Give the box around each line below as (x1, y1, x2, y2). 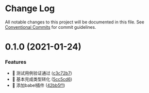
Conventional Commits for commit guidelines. (5, 24, 96, 30)
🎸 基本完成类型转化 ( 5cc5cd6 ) (12, 76, 72, 82)
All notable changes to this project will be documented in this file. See (5, 19, 145, 25)
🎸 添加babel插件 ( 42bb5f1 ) (12, 82, 66, 88)
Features (5, 59, 27, 66)
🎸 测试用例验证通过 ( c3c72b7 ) (12, 70, 72, 76)
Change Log (5, 3, 55, 14)
